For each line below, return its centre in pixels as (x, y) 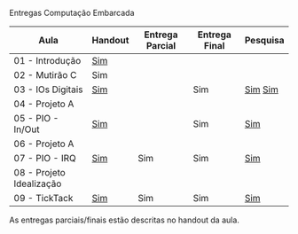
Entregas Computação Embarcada (72, 13)
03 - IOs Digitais (48, 90)
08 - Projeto (40, 172)
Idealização (38, 183)
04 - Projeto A (44, 104)
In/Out (27, 129)
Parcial (161, 46)
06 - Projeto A (44, 144)
